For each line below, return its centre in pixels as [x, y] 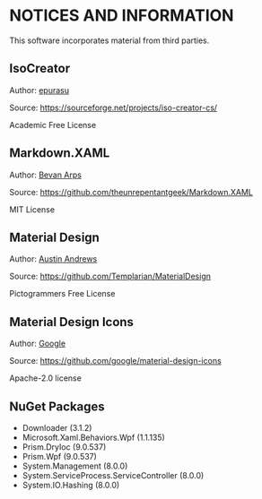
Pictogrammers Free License [62, 294]
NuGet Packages [57, 406]
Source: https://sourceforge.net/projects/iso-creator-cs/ [114, 108]
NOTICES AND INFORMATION [122, 16]
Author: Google [37, 344]
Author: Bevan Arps [46, 175]
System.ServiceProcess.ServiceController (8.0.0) [113, 475]
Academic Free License [53, 125]
